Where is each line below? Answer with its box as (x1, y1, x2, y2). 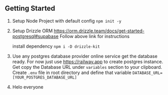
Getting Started (5, 4, 55, 13)
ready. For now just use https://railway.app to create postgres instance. (12, 59, 163, 65)
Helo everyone (12, 84, 44, 90)
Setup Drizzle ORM (12, 28, 53, 34)
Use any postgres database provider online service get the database (12, 53, 158, 59)
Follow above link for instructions (59, 33, 129, 39)
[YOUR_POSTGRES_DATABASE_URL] (12, 74, 78, 80)
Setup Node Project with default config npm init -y (12, 17, 122, 24)
